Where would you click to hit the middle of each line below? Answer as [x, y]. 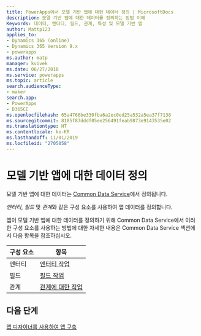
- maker [16, 92]
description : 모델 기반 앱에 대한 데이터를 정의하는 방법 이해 [76, 18]
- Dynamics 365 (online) [38, 41]
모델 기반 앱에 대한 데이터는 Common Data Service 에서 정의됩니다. [87, 193]
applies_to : [21, 35]
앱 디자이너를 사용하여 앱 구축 [42, 327]
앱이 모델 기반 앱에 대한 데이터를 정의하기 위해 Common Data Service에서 [95, 220]
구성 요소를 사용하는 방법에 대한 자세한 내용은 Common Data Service [96, 227]
